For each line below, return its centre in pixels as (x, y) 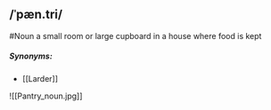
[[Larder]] (40, 78)
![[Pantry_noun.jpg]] (46, 96)
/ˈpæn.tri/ (36, 15)
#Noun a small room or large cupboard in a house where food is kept (135, 35)
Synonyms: (31, 56)
